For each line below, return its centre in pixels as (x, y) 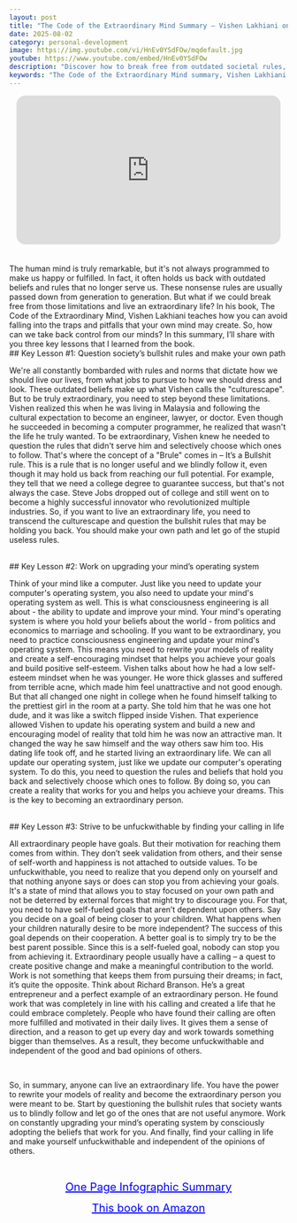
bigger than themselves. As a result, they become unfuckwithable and (137, 1041)
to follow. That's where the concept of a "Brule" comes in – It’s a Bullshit (140, 455)
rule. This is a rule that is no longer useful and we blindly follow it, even (138, 465)
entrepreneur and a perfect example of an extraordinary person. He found (144, 995)
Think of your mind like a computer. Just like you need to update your (136, 584)
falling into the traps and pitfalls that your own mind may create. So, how (141, 325)
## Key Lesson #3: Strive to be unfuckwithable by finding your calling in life (147, 827)
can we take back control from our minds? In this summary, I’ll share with (142, 335)
